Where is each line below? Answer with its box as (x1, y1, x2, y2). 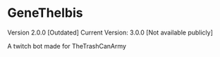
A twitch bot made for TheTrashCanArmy (7, 42, 127, 50)
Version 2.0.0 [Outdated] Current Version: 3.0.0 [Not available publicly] (7, 28, 214, 37)
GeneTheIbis (7, 5, 83, 21)
